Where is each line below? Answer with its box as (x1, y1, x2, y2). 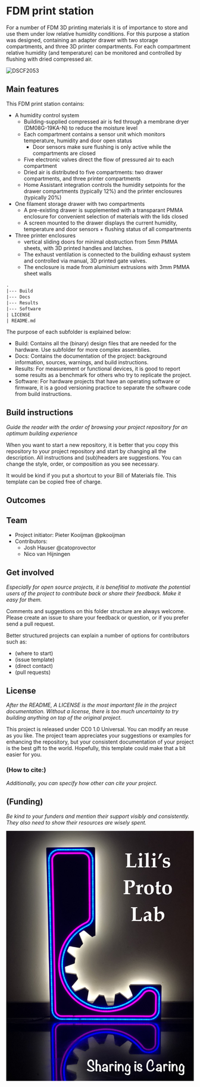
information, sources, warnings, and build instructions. (14, 358, 149, 366)
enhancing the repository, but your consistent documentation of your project (6, 738, 194, 745)
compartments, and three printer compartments (23, 174, 141, 182)
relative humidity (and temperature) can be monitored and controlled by (6, 49, 182, 56)
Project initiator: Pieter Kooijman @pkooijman (14, 531, 126, 538)
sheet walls (23, 270, 52, 277)
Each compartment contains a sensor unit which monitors (23, 130, 165, 138)
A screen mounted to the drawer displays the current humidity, (23, 219, 177, 226)
